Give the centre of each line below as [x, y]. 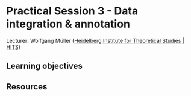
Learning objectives [45, 66]
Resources [27, 87]
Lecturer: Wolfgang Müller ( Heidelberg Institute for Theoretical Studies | [95, 40]
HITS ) [14, 47]
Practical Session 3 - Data [72, 11]
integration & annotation [68, 24]
